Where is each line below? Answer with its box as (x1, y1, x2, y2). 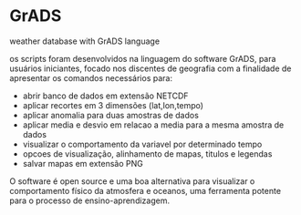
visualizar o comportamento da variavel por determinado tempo (22, 138, 263, 149)
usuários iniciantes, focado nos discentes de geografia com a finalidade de (9, 63, 292, 74)
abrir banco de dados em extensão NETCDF (22, 90, 189, 101)
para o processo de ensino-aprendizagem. (9, 195, 171, 206)
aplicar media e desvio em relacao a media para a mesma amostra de (22, 119, 285, 130)
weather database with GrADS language (9, 36, 161, 46)
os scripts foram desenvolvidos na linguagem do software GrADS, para (9, 53, 276, 64)
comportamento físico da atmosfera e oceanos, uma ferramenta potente (9, 185, 281, 196)
